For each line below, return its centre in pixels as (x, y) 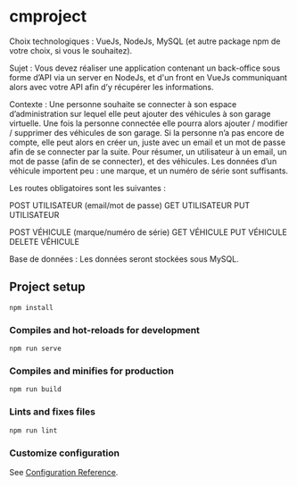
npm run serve (36, 349)
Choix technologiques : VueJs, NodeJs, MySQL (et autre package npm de (145, 41)
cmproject (48, 17)
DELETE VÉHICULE (45, 241)
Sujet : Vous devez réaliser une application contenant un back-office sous (145, 68)
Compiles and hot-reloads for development (105, 330)
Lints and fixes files (53, 412)
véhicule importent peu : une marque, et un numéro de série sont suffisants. (148, 171)
